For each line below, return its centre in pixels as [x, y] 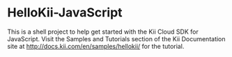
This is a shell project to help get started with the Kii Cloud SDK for [103, 32]
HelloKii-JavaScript [65, 13]
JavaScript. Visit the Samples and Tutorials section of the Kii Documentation [116, 38]
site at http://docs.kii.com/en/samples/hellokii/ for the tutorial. [96, 46]
